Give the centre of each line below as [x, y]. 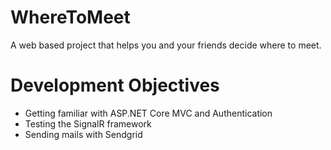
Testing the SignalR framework [88, 123]
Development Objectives [115, 85]
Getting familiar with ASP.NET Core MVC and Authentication [148, 113]
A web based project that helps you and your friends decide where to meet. [166, 45]
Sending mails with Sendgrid [83, 134]
